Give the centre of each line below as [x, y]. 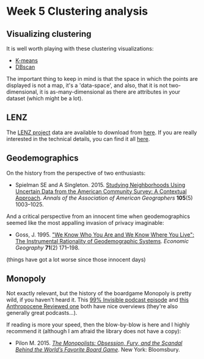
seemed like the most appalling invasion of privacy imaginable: [85, 222]
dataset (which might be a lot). [45, 98]
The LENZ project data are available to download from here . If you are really [102, 132]
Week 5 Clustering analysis [77, 11]
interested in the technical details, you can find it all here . [78, 138]
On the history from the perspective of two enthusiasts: [76, 173]
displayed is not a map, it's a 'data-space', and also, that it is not [87, 85]
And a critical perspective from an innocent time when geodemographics [98, 216]
